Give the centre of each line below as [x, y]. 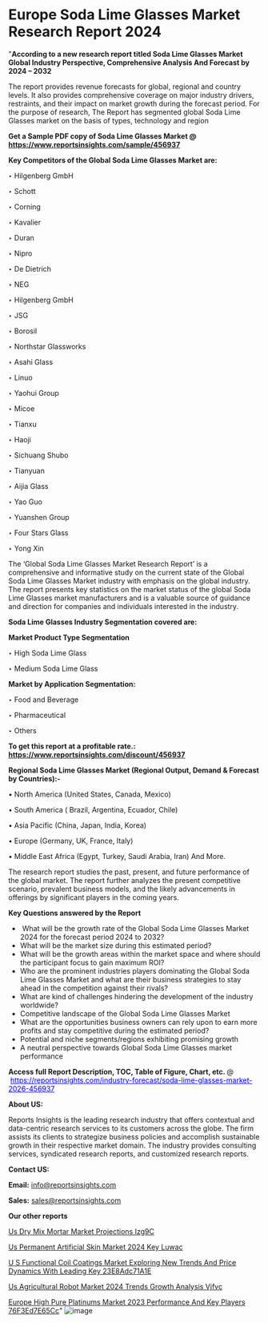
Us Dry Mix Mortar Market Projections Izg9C [81, 1231]
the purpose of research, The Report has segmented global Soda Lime [124, 112]
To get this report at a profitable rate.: [72, 746]
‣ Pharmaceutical [37, 715]
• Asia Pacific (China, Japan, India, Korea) [77, 825]
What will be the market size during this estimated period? [116, 945]
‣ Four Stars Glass [38, 532]
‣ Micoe [22, 408]
